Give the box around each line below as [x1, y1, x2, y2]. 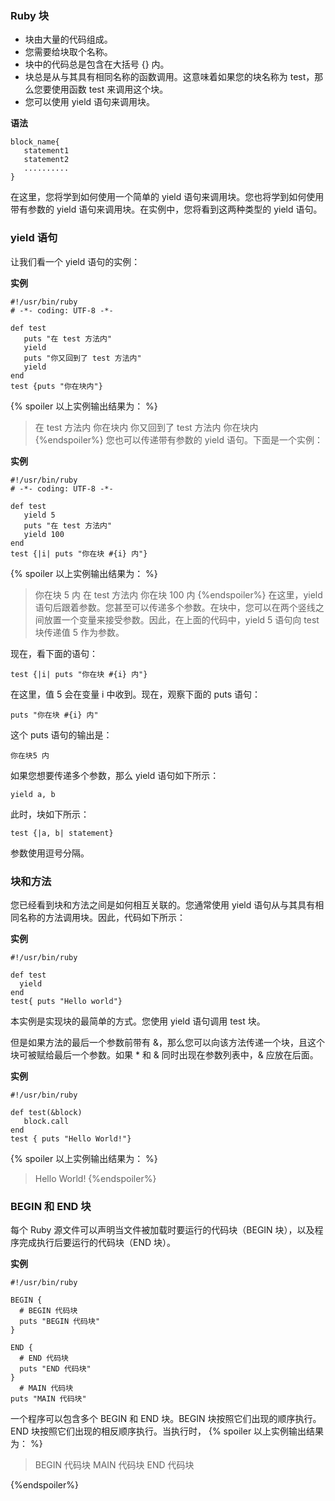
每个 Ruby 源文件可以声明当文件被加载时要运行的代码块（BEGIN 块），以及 [10, 1224, 315, 1236]
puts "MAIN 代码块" [10, 1394, 87, 1404]
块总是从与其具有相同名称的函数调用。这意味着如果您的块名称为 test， [24, 71, 315, 83]
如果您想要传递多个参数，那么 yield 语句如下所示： [10, 769, 220, 781]
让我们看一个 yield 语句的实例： [10, 255, 141, 267]
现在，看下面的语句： [10, 647, 98, 659]
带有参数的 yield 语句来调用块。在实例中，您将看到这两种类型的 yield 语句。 [10, 203, 323, 216]
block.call [23, 1116, 70, 1126]
